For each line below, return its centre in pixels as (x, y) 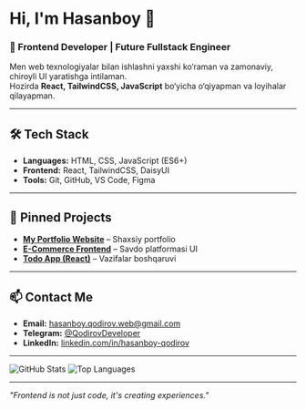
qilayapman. (32, 96)
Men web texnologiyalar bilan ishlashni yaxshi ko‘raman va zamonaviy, (142, 67)
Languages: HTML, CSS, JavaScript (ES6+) (105, 161)
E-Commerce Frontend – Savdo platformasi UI (110, 249)
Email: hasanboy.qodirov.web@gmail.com (102, 323)
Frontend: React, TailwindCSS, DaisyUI (96, 170)
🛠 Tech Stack (49, 134)
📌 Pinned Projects (61, 217)
